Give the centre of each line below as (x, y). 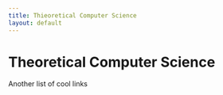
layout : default (35, 23)
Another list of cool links (48, 84)
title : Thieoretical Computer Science (72, 15)
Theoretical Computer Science (112, 62)
